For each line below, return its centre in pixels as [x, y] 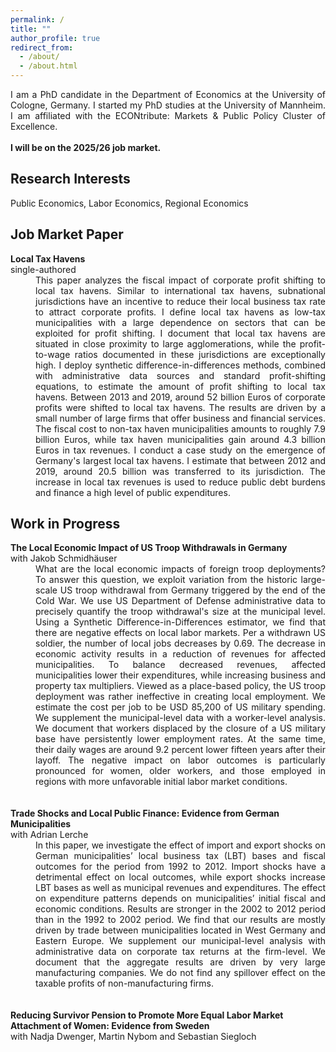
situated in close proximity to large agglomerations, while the [166, 343]
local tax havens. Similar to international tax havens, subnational [180, 290]
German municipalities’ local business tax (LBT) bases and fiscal [180, 856]
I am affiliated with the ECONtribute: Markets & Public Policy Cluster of [168, 115]
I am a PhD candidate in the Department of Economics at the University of [168, 94]
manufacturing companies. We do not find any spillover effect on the [180, 973]
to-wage [53, 354]
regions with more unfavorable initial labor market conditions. [161, 782]
